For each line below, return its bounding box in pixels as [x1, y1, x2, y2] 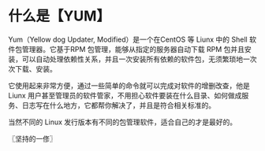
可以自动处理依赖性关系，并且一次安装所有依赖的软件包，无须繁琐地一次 [21, 54, 257, 64]
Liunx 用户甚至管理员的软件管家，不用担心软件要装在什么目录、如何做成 [8, 90, 242, 100]
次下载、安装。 [8, 64, 57, 73]
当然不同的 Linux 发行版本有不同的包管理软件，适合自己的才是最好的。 [8, 117, 237, 127]
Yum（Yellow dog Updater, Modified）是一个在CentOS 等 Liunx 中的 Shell [8, 35, 248, 44]
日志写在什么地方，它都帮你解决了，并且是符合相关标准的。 [21, 100, 215, 110]
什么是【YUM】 [8, 7, 111, 25]
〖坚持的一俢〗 [8, 134, 57, 143]
